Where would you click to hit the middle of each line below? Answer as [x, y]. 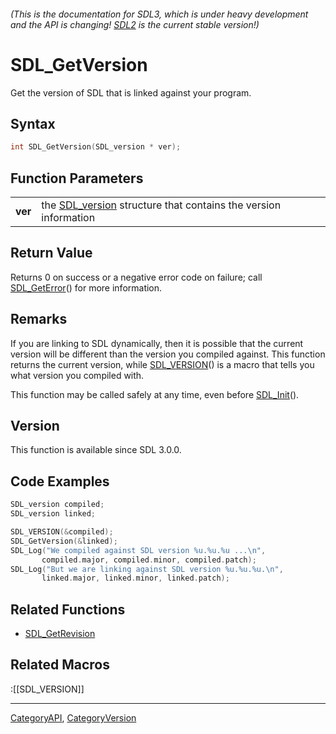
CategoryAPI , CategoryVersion [73, 717]
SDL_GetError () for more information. [86, 287]
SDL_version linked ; [53, 514]
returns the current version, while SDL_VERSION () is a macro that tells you [162, 364]
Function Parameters [77, 178]
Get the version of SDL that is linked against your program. [131, 92]
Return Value [51, 253]
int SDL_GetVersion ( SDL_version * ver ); [96, 147]
